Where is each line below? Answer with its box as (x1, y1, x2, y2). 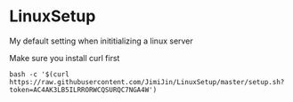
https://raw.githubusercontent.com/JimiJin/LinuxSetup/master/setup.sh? (9, 77, 285, 86)
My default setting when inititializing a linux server (9, 35, 193, 46)
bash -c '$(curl (9, 69, 69, 79)
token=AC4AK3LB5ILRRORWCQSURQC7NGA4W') (9, 85, 158, 94)
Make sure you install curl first (9, 52, 120, 63)
